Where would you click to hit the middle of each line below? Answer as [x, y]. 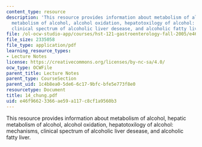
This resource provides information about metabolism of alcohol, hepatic [96, 118]
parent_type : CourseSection [41, 79]
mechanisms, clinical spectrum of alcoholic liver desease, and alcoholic [95, 131]
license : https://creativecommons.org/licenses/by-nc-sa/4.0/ [86, 62]
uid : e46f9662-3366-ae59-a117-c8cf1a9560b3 [62, 101]
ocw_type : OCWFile [29, 67]
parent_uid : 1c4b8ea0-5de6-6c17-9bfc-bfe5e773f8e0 [71, 85]
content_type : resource [36, 12]
